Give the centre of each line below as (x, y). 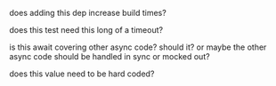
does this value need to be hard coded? (82, 74)
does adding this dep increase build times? (88, 13)
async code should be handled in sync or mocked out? (110, 56)
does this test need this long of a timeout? (86, 30)
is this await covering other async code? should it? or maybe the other (138, 47)
